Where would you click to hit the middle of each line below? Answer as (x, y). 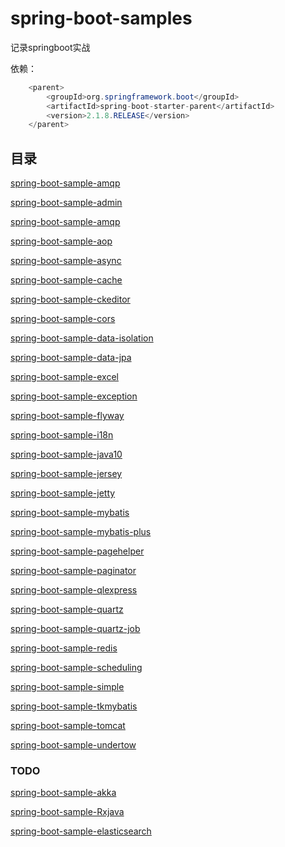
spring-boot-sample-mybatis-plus (81, 532)
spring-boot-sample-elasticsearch (81, 831)
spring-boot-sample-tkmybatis (74, 706)
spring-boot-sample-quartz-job (75, 629)
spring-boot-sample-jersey (66, 474)
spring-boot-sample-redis (64, 648)
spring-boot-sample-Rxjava (67, 812)
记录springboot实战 (50, 47)
